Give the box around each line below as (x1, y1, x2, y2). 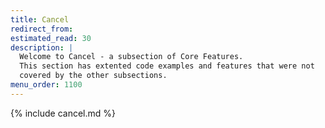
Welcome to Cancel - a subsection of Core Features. (19, 52, 244, 62)
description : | (10, 42, 74, 53)
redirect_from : (10, 24, 74, 34)
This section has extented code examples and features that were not (19, 61, 315, 71)
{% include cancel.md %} (10, 107, 116, 119)
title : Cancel (10, 14, 70, 25)
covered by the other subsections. (19, 71, 168, 81)
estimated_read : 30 (10, 33, 92, 43)
